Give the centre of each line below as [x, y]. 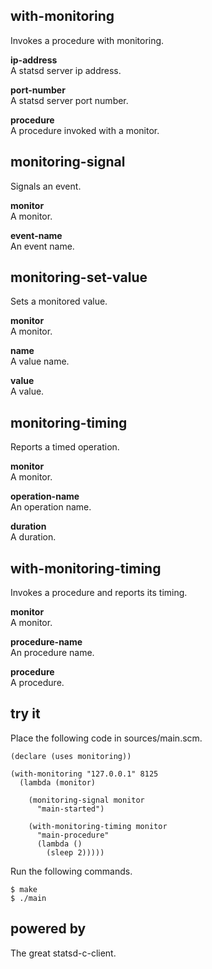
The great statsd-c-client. [63, 953]
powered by [48, 929]
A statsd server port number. [69, 100]
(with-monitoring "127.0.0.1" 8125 [84, 774]
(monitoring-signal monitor [86, 800]
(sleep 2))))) [75, 852]
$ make [24, 889]
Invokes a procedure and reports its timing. [99, 593]
